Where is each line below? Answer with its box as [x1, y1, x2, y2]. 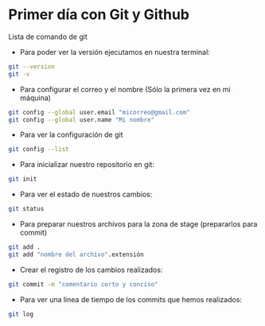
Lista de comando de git [8, 32, 88, 41]
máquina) [19, 93, 52, 103]
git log [8, 310, 34, 318]
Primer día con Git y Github [8, 6, 189, 24]
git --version [8, 62, 56, 71]
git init [8, 175, 37, 184]
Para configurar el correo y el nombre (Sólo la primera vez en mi [19, 84, 231, 94]
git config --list [8, 146, 69, 153]
